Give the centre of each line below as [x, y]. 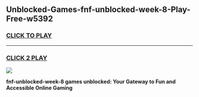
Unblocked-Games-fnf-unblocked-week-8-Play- [98, 10]
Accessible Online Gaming [39, 88]
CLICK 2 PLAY [27, 58]
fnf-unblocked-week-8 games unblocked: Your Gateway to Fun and [91, 81]
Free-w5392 [30, 19]
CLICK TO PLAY [29, 36]
